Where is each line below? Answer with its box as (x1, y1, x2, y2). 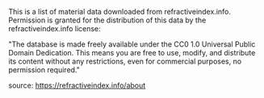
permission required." (8, 65, 81, 75)
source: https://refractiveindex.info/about (8, 80, 146, 90)
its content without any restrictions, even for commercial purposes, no (8, 56, 242, 66)
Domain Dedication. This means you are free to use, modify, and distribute (8, 48, 256, 57)
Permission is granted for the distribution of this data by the (8, 15, 207, 25)
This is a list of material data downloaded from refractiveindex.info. (8, 7, 232, 16)
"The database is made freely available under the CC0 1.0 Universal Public (8, 39, 256, 49)
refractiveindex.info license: (8, 24, 101, 33)
